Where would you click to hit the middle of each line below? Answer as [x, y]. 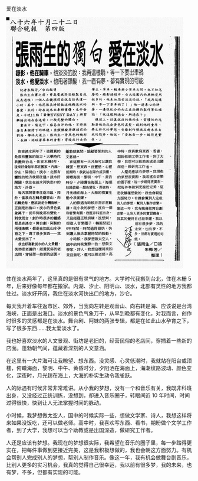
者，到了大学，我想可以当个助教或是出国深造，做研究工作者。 [81, 430]
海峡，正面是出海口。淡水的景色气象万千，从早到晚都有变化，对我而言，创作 [99, 313]
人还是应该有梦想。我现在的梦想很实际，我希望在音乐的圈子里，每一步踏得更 [99, 443]
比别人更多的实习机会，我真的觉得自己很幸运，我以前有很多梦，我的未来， [96, 465]
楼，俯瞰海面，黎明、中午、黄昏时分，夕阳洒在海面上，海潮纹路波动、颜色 [96, 368]
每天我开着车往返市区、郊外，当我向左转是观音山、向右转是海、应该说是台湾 [99, 306]
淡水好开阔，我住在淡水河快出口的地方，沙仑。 [78, 293]
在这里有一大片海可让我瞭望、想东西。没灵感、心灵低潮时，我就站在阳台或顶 [99, 360]
